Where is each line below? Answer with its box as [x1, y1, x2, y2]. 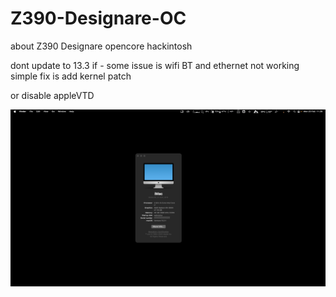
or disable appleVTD [10, 89, 95, 101]
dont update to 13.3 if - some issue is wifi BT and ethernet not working [10, 59, 300, 71]
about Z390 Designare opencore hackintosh [10, 40, 193, 52]
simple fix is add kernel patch [10, 70, 132, 82]
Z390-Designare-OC [10, 7, 187, 30]
